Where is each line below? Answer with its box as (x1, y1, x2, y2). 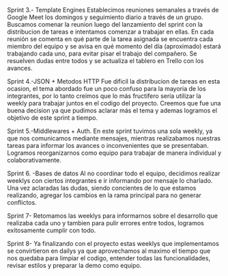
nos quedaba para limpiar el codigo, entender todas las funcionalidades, (7, 254, 210, 262)
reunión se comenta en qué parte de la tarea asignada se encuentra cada (7, 35, 214, 43)
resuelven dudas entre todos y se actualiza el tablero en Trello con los (7, 57, 204, 64)
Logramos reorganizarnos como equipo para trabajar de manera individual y (7, 149, 222, 157)
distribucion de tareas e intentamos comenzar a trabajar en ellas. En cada (7, 27, 214, 36)
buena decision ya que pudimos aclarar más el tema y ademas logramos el (7, 106, 217, 114)
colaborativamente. (7, 156, 61, 164)
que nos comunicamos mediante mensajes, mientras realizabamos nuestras (7, 134, 220, 142)
